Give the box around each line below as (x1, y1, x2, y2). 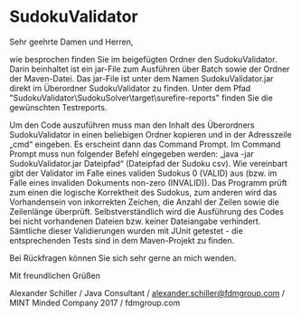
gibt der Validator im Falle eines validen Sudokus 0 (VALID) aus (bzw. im (9, 168, 277, 178)
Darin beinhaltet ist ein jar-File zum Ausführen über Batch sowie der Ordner (9, 63, 290, 74)
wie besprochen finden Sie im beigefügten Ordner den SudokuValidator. (9, 53, 277, 64)
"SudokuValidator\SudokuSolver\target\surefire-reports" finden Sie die (9, 92, 273, 103)
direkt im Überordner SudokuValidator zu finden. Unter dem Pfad (9, 82, 251, 93)
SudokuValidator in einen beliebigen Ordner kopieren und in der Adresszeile (9, 129, 292, 139)
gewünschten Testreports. (9, 101, 108, 112)
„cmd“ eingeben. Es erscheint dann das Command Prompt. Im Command (9, 139, 281, 149)
